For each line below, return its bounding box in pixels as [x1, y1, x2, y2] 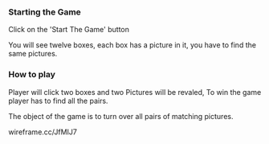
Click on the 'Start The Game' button [8, 25, 130, 35]
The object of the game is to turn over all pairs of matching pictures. [8, 111, 234, 121]
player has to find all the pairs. [8, 96, 108, 105]
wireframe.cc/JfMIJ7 [8, 127, 78, 137]
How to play [8, 69, 56, 80]
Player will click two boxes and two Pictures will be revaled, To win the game [8, 87, 262, 97]
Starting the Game [8, 6, 82, 18]
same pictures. [8, 49, 58, 59]
